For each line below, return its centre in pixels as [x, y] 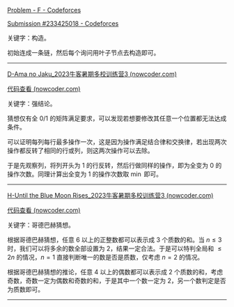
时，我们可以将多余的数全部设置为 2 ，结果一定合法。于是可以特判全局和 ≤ [115, 249]
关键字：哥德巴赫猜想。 [41, 225]
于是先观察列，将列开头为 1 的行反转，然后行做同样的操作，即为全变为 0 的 [115, 165]
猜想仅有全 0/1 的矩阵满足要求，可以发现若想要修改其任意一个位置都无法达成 [117, 118]
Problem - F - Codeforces [44, 10]
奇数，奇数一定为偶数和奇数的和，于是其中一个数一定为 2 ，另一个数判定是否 [117, 281]
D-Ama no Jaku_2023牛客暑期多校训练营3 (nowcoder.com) [92, 74]
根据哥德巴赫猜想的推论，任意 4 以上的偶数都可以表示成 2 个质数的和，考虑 [115, 272]
